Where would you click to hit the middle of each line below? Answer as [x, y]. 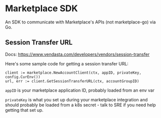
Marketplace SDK [41, 9]
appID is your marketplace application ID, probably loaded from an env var [80, 90]
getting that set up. [24, 110]
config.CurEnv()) [23, 77]
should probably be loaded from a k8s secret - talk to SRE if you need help [80, 105]
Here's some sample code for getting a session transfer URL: [67, 63]
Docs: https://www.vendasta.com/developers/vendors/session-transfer [77, 54]
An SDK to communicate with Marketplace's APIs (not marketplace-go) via [80, 22]
